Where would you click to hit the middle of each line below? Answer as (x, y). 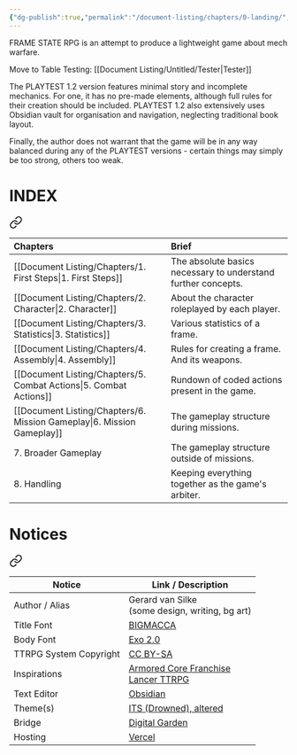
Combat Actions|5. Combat (70, 385)
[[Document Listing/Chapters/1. (80, 267)
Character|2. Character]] (65, 308)
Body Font (35, 639)
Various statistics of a (216, 323)
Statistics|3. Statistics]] (62, 334)
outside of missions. (213, 458)
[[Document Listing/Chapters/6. (80, 410)
